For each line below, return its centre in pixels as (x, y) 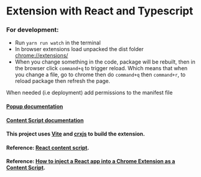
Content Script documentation (45, 120)
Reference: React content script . (48, 148)
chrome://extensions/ (41, 56)
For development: (32, 30)
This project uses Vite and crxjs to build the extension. (76, 134)
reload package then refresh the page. (62, 81)
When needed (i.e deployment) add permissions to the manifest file (89, 93)
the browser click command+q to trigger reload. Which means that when (101, 68)
